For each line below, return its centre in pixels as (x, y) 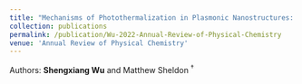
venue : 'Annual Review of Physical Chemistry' (99, 43)
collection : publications (58, 26)
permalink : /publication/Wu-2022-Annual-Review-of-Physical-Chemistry (146, 34)
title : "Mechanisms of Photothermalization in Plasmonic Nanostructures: (152, 18)
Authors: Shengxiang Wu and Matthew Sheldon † (102, 69)
